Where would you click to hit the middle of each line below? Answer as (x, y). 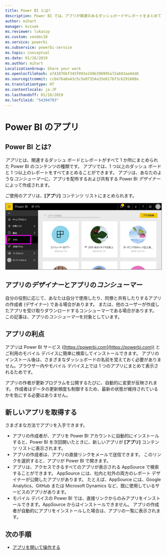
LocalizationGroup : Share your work (43, 68)
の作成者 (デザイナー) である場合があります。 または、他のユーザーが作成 (80, 304)
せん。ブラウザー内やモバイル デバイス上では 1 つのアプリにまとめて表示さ (82, 366)
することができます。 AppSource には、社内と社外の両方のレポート (81, 473)
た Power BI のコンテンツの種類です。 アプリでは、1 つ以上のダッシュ (76, 166)
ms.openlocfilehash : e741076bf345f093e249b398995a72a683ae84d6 (72, 74)
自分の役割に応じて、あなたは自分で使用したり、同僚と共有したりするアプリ (83, 298)
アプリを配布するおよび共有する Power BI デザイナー (107, 179)
